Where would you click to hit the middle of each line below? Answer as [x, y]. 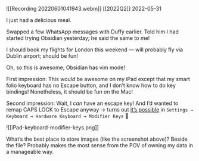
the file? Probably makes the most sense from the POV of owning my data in [100, 145]
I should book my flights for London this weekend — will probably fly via [95, 49]
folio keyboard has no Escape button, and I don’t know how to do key [91, 85]
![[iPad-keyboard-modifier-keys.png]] [53, 127]
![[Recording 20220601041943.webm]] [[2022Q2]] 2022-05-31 [84, 9]
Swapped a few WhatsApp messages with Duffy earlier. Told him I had [92, 32]
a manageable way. [30, 152]
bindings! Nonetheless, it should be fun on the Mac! [69, 92]
